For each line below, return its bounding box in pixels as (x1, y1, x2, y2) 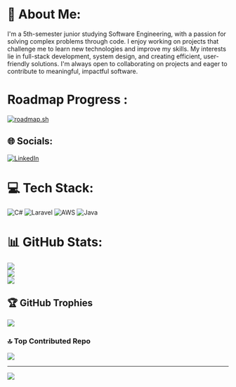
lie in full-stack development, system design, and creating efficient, (7, 52, 202, 61)
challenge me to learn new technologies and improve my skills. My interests (7, 44, 227, 53)
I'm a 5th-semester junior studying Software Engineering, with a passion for (7, 30, 227, 38)
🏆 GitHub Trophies (7, 297, 93, 309)
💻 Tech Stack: (7, 179, 94, 196)
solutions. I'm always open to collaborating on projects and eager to (31, 59, 228, 68)
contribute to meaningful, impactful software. (7, 67, 138, 75)
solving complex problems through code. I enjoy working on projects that (7, 37, 219, 45)
